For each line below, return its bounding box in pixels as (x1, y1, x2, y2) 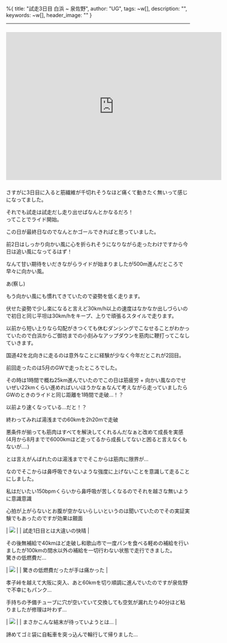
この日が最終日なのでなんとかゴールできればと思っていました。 (6, 228, 159, 235)
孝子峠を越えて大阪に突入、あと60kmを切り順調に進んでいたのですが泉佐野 (6, 579, 188, 586)
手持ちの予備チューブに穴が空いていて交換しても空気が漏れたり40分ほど (6, 599, 181, 606)
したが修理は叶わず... (16, 606, 67, 613)
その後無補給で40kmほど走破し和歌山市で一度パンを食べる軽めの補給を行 (6, 540, 184, 547)
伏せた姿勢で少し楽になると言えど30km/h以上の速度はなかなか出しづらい (6, 305, 183, 312)
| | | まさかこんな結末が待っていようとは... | (6, 618, 117, 625)
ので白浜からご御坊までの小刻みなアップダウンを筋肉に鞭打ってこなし (21, 332, 190, 339)
